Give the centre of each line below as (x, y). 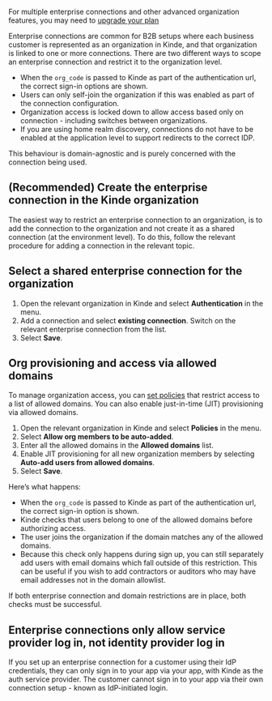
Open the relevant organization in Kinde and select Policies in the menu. (140, 428)
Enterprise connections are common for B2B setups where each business (131, 36)
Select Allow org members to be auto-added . (97, 437)
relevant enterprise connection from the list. (93, 329)
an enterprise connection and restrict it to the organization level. (115, 62)
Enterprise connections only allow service (117, 630)
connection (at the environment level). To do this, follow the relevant (122, 237)
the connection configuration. (70, 103)
